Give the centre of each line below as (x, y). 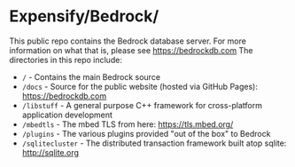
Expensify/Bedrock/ (84, 16)
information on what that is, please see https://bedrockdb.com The (131, 50)
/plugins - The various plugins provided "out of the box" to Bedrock (146, 133)
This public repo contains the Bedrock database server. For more (128, 41)
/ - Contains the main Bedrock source (91, 76)
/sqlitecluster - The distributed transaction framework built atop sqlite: (154, 143)
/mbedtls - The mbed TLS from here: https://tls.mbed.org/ (128, 124)
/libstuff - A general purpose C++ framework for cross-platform (142, 105)
